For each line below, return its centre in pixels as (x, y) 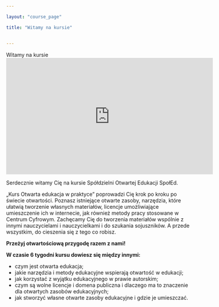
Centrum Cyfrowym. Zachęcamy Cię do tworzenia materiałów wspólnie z (95, 219)
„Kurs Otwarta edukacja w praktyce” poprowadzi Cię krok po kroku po (91, 194)
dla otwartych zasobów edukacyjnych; (62, 291)
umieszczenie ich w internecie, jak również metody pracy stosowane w (92, 213)
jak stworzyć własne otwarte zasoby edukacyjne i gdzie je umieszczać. (101, 298)
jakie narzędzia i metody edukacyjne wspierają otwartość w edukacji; (99, 272)
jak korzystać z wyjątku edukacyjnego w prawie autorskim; (86, 279)
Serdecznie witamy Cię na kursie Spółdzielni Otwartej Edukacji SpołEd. (92, 182)
